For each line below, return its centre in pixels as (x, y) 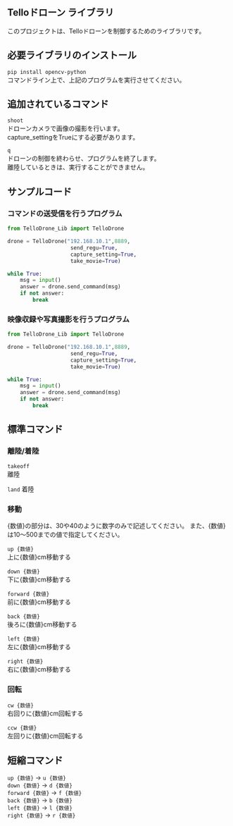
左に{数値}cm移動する (39, 646)
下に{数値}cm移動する (39, 579)
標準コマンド (35, 430)
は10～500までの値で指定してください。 (65, 534)
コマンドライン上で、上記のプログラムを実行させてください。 (96, 80)
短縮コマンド (35, 760)
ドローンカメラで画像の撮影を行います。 (65, 128)
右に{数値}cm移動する (39, 669)
